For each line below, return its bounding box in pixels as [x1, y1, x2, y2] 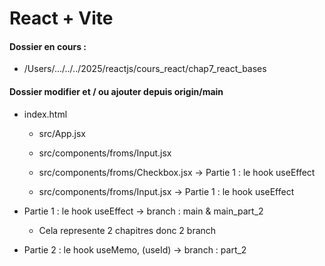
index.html [23, 108, 68, 120]
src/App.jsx [38, 127, 86, 139]
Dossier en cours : [9, 40, 87, 52]
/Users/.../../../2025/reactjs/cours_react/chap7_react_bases [23, 63, 267, 75]
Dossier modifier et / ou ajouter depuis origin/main [9, 85, 224, 97]
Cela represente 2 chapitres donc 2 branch [38, 224, 217, 236]
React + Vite [9, 7, 114, 30]
